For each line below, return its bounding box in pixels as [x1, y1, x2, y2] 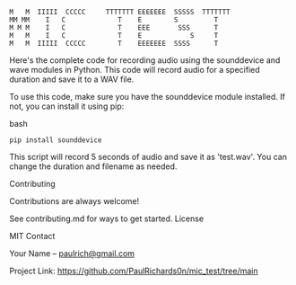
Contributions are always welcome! [9, 196, 140, 206]
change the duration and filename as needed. [9, 161, 178, 172]
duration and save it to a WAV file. [9, 74, 135, 85]
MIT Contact [9, 231, 56, 241]
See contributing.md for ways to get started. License [9, 213, 205, 224]
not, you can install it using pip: [9, 101, 125, 111]
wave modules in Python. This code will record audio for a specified [9, 65, 260, 75]
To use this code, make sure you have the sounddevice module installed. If [9, 92, 285, 102]
